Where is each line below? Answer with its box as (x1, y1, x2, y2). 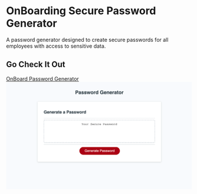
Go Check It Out (6, 60, 66, 70)
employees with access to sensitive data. (6, 42, 106, 50)
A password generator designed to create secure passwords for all (6, 36, 169, 43)
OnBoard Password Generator (6, 75, 80, 82)
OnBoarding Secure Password (6, 4, 156, 18)
